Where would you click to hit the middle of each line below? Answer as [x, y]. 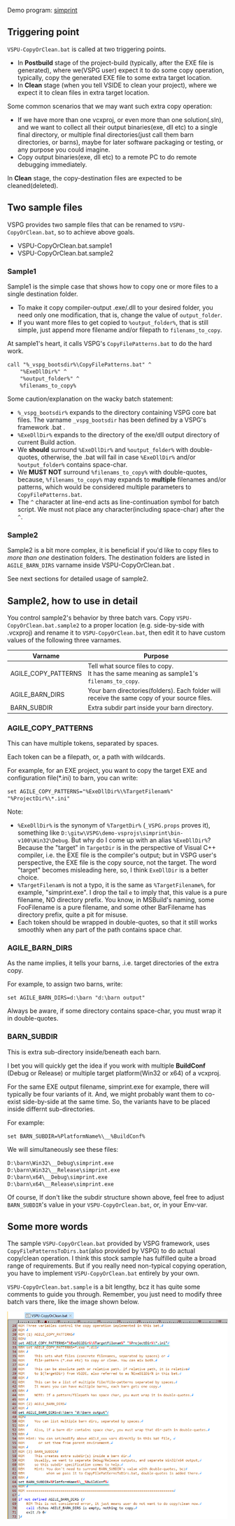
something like [38, 833]
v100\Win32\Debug [43, 841]
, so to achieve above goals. [94, 232]
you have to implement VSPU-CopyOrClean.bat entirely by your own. [104, 1273]
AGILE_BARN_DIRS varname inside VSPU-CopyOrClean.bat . [91, 565]
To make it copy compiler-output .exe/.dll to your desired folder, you [115, 307]
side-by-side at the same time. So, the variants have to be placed [116, 1101]
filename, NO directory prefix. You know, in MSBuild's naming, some [116, 900]
